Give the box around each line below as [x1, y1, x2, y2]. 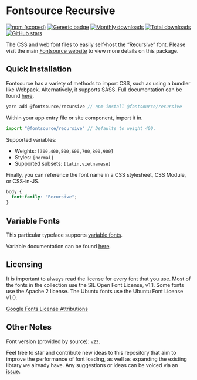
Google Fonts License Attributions [6, 305, 88, 312]
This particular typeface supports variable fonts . [6, 231, 123, 238]
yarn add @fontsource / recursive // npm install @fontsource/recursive [6, 104, 182, 109]
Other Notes [6, 322, 52, 332]
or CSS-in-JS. [6, 177, 40, 184]
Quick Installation [6, 64, 72, 74]
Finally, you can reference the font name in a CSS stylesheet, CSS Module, [6, 171, 186, 178]
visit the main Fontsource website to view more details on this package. [6, 47, 179, 54]
